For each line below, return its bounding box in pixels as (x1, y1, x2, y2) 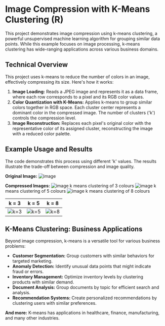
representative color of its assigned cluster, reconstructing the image (12, 125, 153, 131)
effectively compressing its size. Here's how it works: (5, 79, 114, 85)
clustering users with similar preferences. (12, 300, 97, 306)
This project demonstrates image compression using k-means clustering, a (5, 30, 158, 36)
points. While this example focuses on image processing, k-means (5, 41, 140, 47)
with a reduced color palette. (12, 130, 71, 137)
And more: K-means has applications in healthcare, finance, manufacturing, (5, 310, 160, 316)
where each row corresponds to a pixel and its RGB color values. (12, 94, 144, 100)
